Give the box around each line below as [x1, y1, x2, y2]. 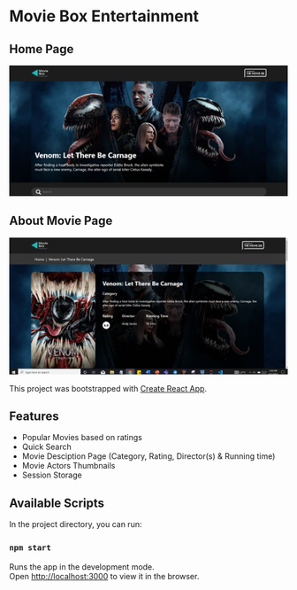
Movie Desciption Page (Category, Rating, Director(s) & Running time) [21, 451, 276, 462]
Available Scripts [9, 495, 104, 510]
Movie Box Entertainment [9, 6, 200, 27]
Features [9, 409, 59, 424]
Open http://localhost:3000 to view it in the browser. [9, 571, 200, 581]
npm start [9, 543, 51, 553]
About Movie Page [9, 213, 113, 229]
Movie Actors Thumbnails [21, 461, 116, 471]
